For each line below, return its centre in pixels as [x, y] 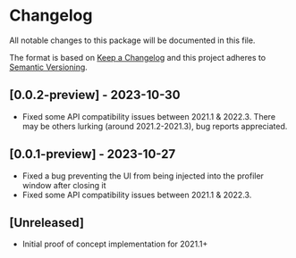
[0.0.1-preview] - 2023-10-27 [93, 154]
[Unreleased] [47, 223]
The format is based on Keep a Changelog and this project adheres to [138, 57]
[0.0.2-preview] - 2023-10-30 [95, 95]
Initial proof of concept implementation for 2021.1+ [115, 244]
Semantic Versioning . [48, 67]
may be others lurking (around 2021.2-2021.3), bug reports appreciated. [155, 126]
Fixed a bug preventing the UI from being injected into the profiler [143, 176]
